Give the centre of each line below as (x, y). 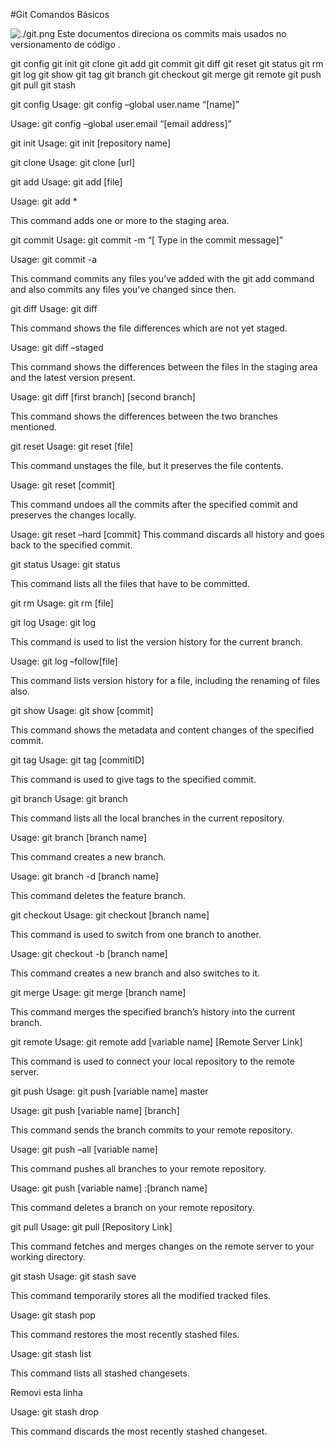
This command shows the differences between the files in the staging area (164, 367)
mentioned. (34, 427)
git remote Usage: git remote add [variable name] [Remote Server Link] (156, 1042)
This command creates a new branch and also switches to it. (135, 973)
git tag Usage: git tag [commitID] (77, 760)
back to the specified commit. (71, 545)
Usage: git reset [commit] (63, 485)
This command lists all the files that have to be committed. (130, 583)
